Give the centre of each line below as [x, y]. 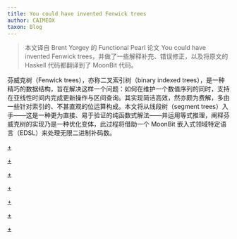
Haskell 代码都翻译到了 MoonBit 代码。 [81, 65]
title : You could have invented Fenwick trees [77, 14]
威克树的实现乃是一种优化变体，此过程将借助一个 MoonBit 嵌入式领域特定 [114, 124]
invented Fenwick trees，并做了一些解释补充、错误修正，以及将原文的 [126, 56]
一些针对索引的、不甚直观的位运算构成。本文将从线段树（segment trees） [115, 107]
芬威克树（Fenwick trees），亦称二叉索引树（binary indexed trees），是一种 [116, 80]
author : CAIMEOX [31, 20]
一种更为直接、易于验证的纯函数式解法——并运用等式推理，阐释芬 [134, 115]
